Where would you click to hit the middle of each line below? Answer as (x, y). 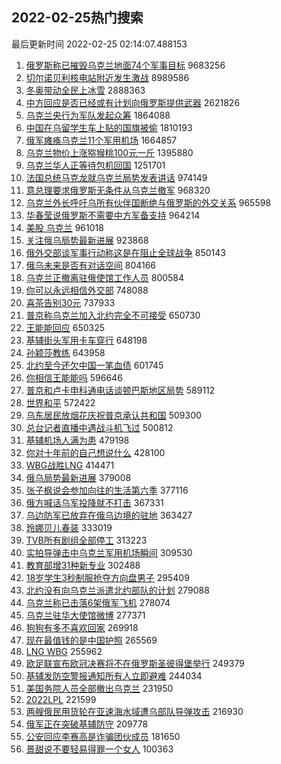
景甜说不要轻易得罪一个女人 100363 (99, 749)
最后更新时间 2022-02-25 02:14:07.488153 (99, 44)
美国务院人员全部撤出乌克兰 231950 (99, 688)
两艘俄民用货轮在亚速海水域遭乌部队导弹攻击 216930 (134, 711)
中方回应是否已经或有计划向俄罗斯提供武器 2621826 (133, 102)
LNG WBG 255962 (64, 651)
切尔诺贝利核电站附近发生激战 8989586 (107, 77)
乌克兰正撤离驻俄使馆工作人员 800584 (105, 277)
